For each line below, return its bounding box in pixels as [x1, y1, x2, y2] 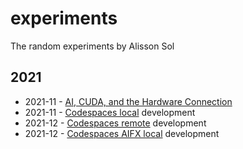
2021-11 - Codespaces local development [24, 106, 196, 118]
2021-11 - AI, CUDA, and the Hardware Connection [24, 95, 233, 107]
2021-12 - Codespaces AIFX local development [24, 127, 220, 139]
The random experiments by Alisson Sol [10, 40, 175, 52]
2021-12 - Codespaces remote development [24, 117, 207, 129]
